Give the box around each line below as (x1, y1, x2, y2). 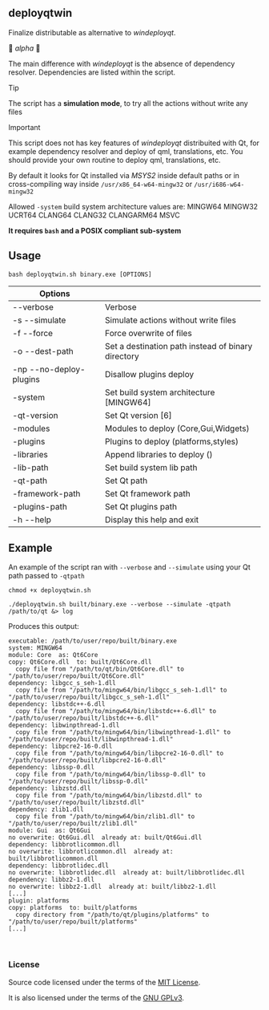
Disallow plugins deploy (105, 368, 195, 379)
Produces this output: (8, 622, 80, 631)
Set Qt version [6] (105, 409, 172, 420)
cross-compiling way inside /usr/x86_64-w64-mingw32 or (8, 179, 193, 189)
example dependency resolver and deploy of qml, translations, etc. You (8, 146, 243, 156)
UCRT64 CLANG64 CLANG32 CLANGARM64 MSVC (8, 210, 180, 220)
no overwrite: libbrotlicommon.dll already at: (8, 848, 174, 856)
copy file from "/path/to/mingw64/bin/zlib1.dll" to (15, 813, 195, 821)
